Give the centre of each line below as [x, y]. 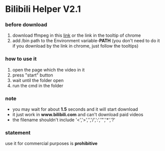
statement [18, 133]
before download [26, 25]
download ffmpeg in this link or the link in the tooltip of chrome [77, 35]
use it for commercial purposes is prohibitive [51, 144]
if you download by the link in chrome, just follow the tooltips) [75, 46]
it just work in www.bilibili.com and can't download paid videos [78, 115]
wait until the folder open [38, 80]
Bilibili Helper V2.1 [43, 9]
